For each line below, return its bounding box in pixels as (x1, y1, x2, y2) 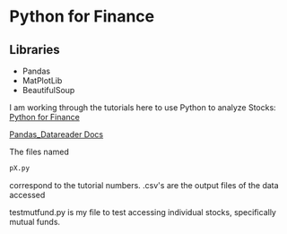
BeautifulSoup (22, 85, 75, 95)
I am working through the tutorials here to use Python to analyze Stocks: (9, 102, 276, 113)
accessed (9, 189, 46, 200)
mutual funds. (9, 216, 61, 227)
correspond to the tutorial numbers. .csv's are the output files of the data (9, 179, 280, 190)
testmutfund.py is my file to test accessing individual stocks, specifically (9, 206, 276, 217)
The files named (9, 146, 69, 157)
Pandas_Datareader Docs (9, 129, 104, 140)
